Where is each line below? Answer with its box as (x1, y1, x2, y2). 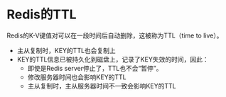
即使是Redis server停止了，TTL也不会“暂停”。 (27, 64, 163, 72)
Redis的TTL (6, 6, 77, 23)
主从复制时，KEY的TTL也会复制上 (16, 46, 117, 55)
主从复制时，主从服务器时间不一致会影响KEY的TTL (27, 81, 176, 90)
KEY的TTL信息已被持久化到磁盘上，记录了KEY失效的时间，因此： (16, 55, 209, 64)
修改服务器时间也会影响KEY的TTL (27, 72, 127, 81)
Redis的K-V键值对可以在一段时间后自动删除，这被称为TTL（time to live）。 (6, 31, 223, 40)
